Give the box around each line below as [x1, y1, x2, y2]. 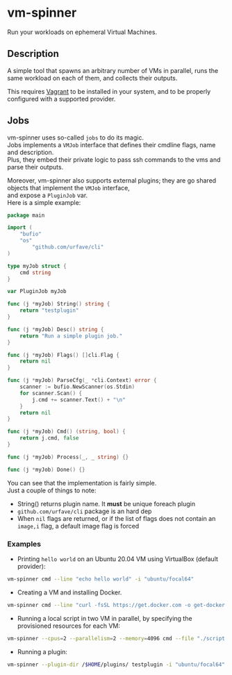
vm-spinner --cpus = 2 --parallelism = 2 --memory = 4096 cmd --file [7, 635, 194, 642]
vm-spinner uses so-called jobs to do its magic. [7, 133, 144, 142]
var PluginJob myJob [7, 288, 67, 295]
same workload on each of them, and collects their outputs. [7, 74, 178, 82]
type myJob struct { [7, 262, 67, 269]
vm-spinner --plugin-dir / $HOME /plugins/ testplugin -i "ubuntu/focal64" [7, 661, 226, 668]
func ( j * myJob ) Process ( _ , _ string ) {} [7, 453, 129, 460]
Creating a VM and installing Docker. [17, 588, 122, 597]
